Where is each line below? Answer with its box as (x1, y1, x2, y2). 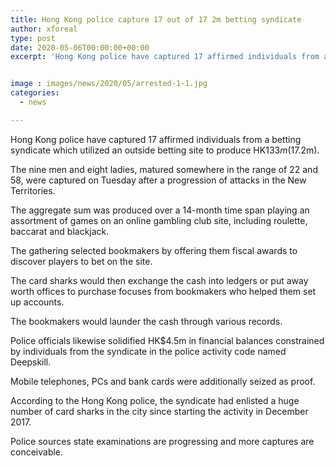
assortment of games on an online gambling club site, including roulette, (10, 214, 308, 226)
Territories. (10, 184, 56, 196)
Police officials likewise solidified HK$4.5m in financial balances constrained (10, 334, 325, 346)
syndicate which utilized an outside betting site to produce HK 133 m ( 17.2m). (10, 144, 320, 156)
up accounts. (10, 296, 65, 308)
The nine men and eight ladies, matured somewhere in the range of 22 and (10, 163, 318, 175)
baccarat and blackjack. (10, 225, 110, 237)
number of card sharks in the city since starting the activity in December (10, 405, 309, 417)
